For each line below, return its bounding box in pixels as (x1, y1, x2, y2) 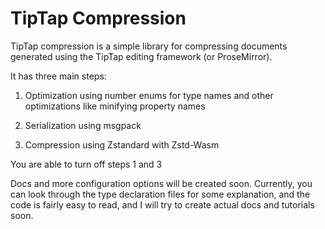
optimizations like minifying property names (24, 100, 206, 112)
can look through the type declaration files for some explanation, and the (10, 188, 311, 200)
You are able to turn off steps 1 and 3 (10, 158, 163, 170)
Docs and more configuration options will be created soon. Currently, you (10, 177, 313, 189)
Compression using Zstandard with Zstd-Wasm (24, 138, 220, 151)
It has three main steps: (10, 70, 107, 82)
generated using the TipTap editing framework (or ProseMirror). (10, 50, 273, 62)
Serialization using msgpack (24, 119, 142, 131)
